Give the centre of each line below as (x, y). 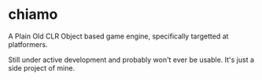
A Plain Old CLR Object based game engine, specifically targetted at (118, 36)
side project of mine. (42, 67)
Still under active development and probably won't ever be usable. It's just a (131, 60)
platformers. (28, 44)
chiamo (33, 15)
